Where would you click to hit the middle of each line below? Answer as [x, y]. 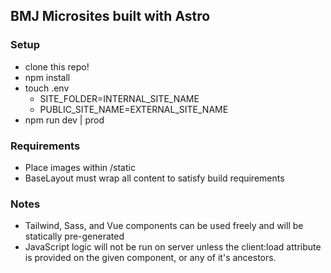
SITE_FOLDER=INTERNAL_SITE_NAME [119, 98]
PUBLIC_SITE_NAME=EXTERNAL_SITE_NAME [134, 109]
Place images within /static [80, 167]
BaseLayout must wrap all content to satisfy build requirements [154, 178]
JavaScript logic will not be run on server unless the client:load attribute [173, 247]
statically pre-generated [74, 236]
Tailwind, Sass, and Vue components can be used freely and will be [164, 226]
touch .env [47, 88]
